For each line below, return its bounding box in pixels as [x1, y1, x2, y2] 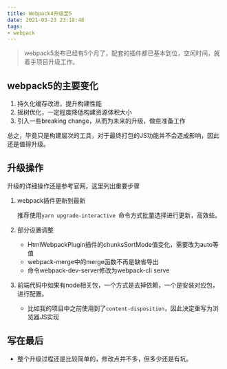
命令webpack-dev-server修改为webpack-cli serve [27, 266, 170, 275]
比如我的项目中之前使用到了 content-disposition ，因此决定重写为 [27, 304, 213, 312]
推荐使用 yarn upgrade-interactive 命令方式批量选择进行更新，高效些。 [17, 211, 221, 219]
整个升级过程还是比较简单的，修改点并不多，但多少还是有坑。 [17, 355, 193, 363]
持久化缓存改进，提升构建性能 [17, 99, 102, 108]
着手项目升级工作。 [23, 58, 79, 66]
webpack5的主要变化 [7, 80, 98, 92]
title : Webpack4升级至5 [7, 10, 72, 17]
